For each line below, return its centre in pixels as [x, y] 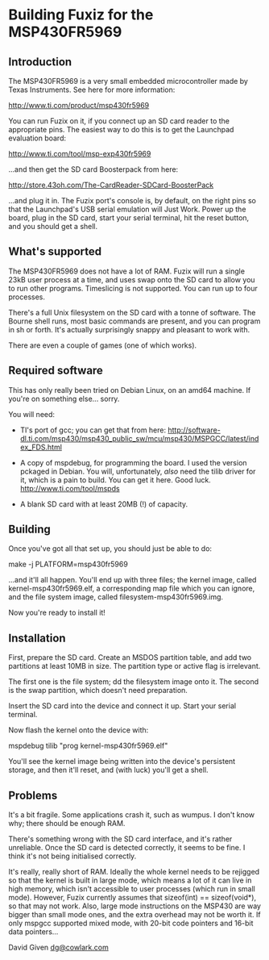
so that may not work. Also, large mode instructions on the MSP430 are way [135, 906]
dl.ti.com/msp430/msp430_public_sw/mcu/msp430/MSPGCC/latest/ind [139, 438]
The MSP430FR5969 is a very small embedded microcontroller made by [128, 81]
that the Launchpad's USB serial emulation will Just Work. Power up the [127, 209]
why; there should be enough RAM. [67, 824]
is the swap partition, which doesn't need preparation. [98, 691]
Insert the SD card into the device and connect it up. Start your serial [122, 706]
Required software [56, 371]
